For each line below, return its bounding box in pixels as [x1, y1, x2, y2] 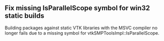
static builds [5, 12, 45, 20]
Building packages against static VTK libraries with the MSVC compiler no [5, 25, 158, 31]
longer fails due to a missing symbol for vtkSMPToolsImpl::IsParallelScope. [5, 30, 159, 36]
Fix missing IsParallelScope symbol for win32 [5, 4, 150, 12]
